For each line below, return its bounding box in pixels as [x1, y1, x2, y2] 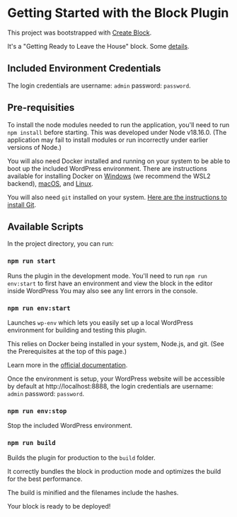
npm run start [7, 257, 56, 266]
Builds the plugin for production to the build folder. [7, 453, 156, 462]
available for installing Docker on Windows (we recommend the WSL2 [7, 172, 211, 180]
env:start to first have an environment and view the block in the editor [7, 279, 213, 287]
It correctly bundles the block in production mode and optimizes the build [7, 467, 221, 475]
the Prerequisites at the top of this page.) [7, 347, 127, 355]
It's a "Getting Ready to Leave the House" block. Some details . [7, 42, 190, 50]
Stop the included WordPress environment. [7, 422, 133, 430]
